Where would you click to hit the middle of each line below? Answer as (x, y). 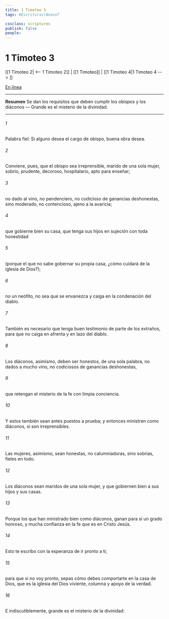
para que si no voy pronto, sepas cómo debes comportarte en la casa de (80, 579)
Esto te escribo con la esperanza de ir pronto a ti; (56, 551)
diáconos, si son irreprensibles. (38, 426)
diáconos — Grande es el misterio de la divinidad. (57, 107)
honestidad (17, 236)
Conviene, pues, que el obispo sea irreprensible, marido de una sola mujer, (83, 166)
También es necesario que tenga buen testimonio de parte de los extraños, (83, 329)
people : (13, 33)
